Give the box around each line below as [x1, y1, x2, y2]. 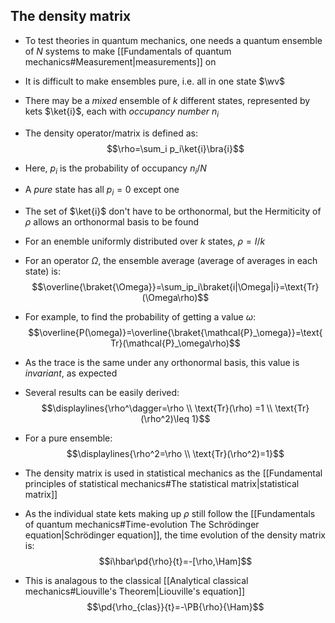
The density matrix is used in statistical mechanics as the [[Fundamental [24, 467, 323, 479]
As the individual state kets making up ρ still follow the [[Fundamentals [24, 508, 316, 520]
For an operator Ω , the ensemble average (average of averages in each [24, 255, 318, 267]
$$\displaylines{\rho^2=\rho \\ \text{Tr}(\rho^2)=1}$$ [66, 448, 285, 460]
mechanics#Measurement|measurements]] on [24, 55, 217, 68]
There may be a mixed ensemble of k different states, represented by [24, 94, 311, 106]
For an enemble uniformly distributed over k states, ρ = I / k [24, 235, 266, 248]
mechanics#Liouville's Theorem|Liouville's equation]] [24, 585, 245, 598]
